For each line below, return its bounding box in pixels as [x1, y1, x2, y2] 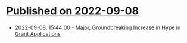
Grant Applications [14, 30, 61, 37]
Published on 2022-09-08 [6, 4, 139, 18]
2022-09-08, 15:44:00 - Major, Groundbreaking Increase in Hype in [14, 24, 181, 31]
